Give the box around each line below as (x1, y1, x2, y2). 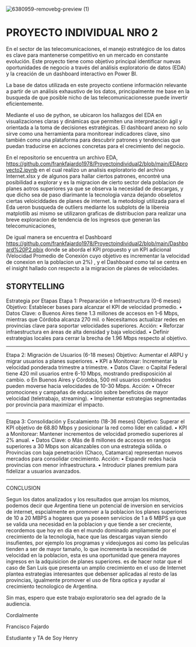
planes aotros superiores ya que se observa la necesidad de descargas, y (6, 185, 184, 192)
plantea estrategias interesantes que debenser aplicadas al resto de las (6, 570, 177, 577)
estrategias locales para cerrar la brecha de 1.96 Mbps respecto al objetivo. (6, 334, 188, 342)
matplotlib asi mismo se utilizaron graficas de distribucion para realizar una (6, 209, 187, 216)
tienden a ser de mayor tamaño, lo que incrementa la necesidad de (6, 545, 167, 552)
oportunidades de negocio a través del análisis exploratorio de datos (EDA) (6, 64, 187, 71)
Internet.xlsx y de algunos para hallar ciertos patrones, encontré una (6, 173, 171, 180)
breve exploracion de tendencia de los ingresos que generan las (6, 216, 160, 223)
